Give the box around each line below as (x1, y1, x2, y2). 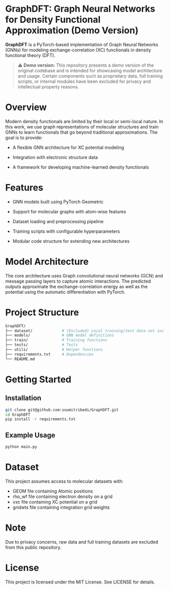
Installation (5, 394, 41, 402)
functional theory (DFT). (5, 52, 56, 58)
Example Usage (5, 430, 56, 440)
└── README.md (5, 356, 35, 361)
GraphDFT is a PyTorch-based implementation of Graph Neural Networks (5, 41, 158, 47)
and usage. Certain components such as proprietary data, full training (17, 73, 163, 79)
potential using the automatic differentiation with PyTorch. (5, 289, 125, 295)
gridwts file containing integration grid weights (12, 504, 110, 510)
